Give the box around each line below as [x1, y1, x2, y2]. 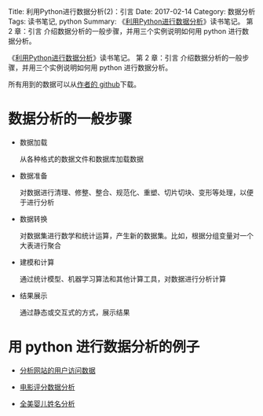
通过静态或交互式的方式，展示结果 [19, 307, 130, 317]
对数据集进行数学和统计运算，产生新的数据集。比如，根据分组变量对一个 [19, 230, 254, 240]
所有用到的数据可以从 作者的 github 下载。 [8, 79, 141, 89]
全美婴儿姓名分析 [19, 399, 75, 408]
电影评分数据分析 [19, 382, 75, 392]
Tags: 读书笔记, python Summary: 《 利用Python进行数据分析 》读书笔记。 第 [8, 17, 254, 26]
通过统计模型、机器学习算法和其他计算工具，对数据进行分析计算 [19, 274, 226, 283]
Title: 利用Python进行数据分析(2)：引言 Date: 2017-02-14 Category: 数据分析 [8, 7, 256, 16]
